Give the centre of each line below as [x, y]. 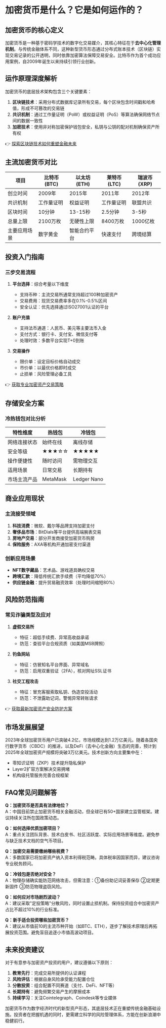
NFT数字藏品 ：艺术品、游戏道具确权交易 [54, 570]
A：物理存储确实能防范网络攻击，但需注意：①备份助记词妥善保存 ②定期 [80, 880]
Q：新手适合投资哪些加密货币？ [37, 920]
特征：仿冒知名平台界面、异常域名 [54, 665]
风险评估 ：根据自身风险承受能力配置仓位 [53, 979]
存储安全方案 [25, 403]
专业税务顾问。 [20, 864]
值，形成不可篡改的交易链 [38, 108]
